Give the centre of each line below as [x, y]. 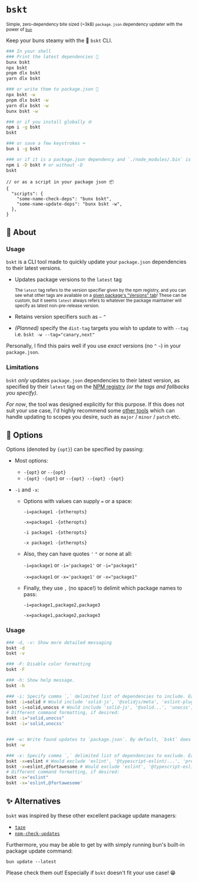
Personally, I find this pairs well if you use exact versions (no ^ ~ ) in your [94, 346]
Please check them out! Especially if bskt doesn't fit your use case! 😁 [91, 873]
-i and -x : [27, 490]
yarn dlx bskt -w [27, 105]
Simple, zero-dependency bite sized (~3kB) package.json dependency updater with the [94, 24]
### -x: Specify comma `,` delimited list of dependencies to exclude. [96, 755]
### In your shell [29, 51]
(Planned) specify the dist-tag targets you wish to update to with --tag [101, 328]
